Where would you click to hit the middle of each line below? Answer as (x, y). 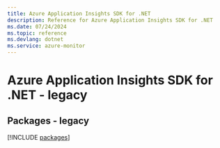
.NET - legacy (47, 95)
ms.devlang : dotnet (36, 40)
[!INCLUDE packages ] (39, 137)
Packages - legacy (48, 121)
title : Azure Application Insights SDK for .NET (79, 14)
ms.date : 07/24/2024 (37, 26)
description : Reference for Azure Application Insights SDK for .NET (110, 20)
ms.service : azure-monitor (46, 46)
